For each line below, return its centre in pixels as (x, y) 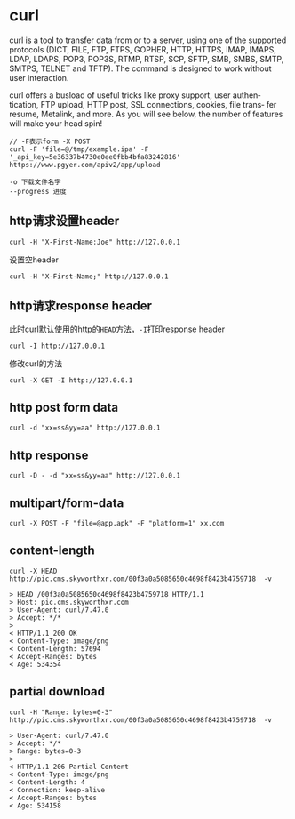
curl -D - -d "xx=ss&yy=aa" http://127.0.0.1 (95, 476)
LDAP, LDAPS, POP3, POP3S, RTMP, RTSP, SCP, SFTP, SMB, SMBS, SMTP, (147, 59)
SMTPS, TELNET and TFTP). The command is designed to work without (141, 68)
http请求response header (81, 306)
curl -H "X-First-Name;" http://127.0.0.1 (89, 277)
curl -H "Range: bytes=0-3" (61, 712)
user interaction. (39, 77)
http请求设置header (64, 221)
